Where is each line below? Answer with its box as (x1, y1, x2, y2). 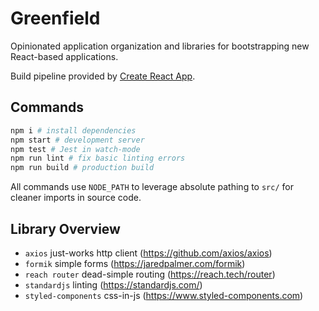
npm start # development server (10, 135, 145, 145)
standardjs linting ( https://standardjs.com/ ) (24, 278, 203, 291)
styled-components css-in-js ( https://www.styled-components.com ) (24, 289, 304, 301)
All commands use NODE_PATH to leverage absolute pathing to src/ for (10, 181, 294, 193)
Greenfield (10, 7, 101, 30)
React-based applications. (10, 50, 119, 62)
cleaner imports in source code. (10, 192, 142, 204)
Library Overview (10, 220, 121, 237)
